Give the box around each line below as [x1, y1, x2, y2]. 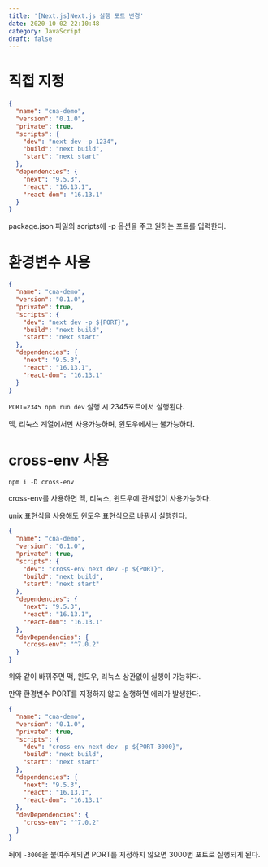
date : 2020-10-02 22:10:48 [8, 20, 100, 28]
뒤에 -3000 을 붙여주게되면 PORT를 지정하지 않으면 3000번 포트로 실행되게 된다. [8, 849, 261, 859]
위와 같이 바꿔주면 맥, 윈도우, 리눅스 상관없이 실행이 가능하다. [8, 672, 201, 681]
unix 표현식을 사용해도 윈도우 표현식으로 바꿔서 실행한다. [8, 510, 188, 521]
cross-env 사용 [8, 451, 110, 469]
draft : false [8, 34, 53, 43]
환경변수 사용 [8, 253, 91, 271]
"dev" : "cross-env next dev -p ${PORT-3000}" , [23, 742, 184, 751]
